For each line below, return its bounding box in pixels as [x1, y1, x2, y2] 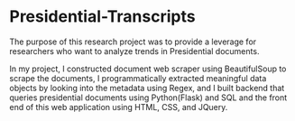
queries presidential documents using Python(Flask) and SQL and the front [9, 92, 288, 103]
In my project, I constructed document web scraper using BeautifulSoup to [9, 63, 287, 74]
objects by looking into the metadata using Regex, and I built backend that [9, 82, 285, 93]
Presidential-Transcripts [9, 6, 196, 27]
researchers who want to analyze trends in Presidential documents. [9, 45, 260, 56]
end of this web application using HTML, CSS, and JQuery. [9, 101, 228, 112]
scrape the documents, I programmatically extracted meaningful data [9, 72, 267, 83]
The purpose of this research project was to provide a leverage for [9, 36, 257, 47]
